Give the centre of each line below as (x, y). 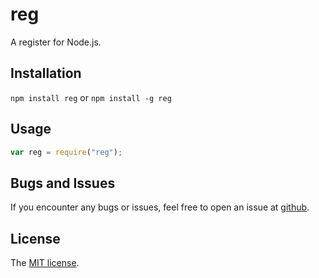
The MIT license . (45, 263)
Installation (46, 73)
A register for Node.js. (56, 42)
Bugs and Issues (63, 183)
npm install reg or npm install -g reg (91, 97)
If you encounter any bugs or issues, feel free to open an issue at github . (160, 207)
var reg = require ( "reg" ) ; (66, 152)
